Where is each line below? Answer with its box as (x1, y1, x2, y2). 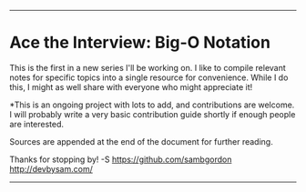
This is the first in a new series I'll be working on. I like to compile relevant (9, 62, 287, 73)
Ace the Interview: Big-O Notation (9, 33, 271, 53)
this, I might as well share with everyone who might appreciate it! (9, 81, 253, 92)
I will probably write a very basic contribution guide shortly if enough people (9, 108, 296, 119)
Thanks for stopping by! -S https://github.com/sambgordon (9, 154, 232, 165)
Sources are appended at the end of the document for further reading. (9, 136, 273, 147)
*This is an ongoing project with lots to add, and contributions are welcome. (9, 99, 295, 110)
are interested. (9, 118, 65, 129)
